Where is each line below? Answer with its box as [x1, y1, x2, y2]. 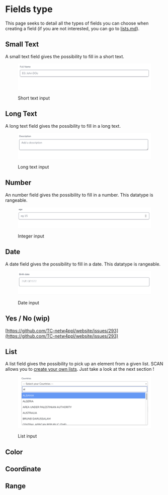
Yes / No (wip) [5, 314, 50, 323]
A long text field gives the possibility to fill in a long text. [5, 123, 121, 129]
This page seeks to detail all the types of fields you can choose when [5, 20, 149, 26]
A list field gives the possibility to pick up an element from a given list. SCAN [5, 361, 163, 367]
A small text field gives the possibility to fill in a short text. [5, 53, 125, 59]
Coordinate [5, 465, 41, 473]
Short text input [18, 95, 50, 101]
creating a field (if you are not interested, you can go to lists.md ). [5, 25, 140, 31]
